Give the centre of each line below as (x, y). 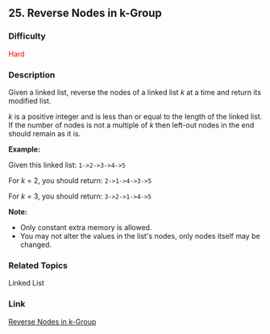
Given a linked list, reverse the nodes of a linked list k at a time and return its (135, 92)
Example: (25, 149)
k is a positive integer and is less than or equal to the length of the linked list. (135, 116)
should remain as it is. (45, 133)
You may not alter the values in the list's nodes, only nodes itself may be (140, 236)
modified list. (30, 101)
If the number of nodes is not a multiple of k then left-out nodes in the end (131, 125)
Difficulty (27, 36)
